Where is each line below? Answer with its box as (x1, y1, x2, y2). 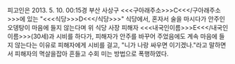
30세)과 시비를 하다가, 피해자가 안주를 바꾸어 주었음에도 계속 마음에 (32, 32, 218, 40)
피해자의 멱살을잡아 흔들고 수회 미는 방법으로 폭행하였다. (14, 49, 169, 58)
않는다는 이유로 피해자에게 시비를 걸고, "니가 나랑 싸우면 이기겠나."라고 (14, 41, 208, 49)
